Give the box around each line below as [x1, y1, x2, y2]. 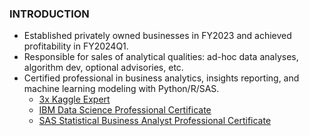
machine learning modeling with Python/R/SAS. [23, 83, 220, 95]
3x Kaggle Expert [38, 93, 111, 106]
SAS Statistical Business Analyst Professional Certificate [38, 115, 272, 127]
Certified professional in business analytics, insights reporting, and [23, 72, 300, 84]
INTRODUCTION [9, 7, 90, 21]
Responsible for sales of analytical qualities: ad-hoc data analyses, [23, 51, 299, 63]
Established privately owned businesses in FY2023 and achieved [23, 30, 292, 42]
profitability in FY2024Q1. [23, 40, 129, 52]
